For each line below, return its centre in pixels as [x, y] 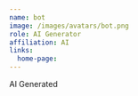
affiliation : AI [39, 42]
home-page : [37, 59]
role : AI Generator [45, 34]
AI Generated [33, 84]
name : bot [28, 17]
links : [21, 51]
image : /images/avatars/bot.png [69, 26]
